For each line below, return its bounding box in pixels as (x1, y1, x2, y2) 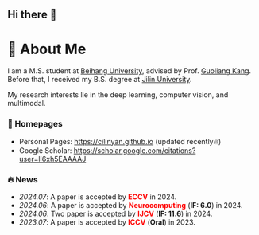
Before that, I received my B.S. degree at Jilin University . (7, 75, 192, 84)
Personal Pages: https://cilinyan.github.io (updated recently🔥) (18, 136, 222, 146)
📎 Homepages (7, 119, 63, 130)
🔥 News (7, 174, 38, 185)
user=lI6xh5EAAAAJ (18, 154, 87, 163)
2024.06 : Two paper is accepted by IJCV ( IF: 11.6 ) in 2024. (18, 209, 213, 218)
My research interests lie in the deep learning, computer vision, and (7, 90, 229, 100)
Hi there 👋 (7, 8, 57, 22)
